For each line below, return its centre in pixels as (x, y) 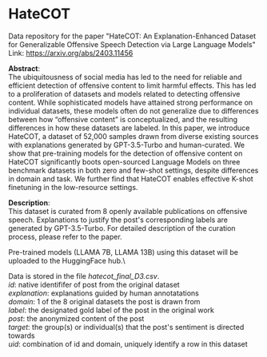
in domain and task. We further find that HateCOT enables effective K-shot (131, 178)
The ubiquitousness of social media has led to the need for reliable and (125, 77)
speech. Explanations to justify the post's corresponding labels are (118, 220)
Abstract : (24, 68)
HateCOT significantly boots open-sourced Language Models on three (124, 161)
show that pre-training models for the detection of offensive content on (126, 153)
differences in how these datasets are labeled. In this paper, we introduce (129, 128)
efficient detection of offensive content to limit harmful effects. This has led (132, 85)
